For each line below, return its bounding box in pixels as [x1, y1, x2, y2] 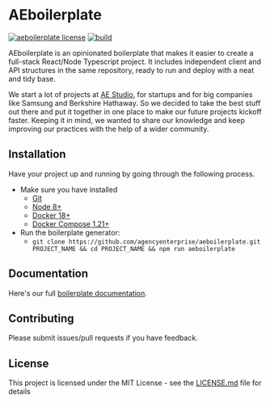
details [8, 387, 31, 397]
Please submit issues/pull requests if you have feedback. [8, 333, 198, 343]
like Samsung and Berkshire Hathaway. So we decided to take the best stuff [8, 98, 261, 108]
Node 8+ [32, 201, 62, 211]
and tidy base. [8, 74, 57, 83]
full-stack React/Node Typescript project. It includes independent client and [8, 57, 261, 66]
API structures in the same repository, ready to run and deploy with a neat [8, 65, 255, 74]
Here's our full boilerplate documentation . [8, 288, 148, 298]
